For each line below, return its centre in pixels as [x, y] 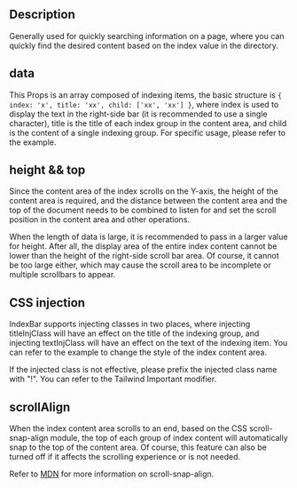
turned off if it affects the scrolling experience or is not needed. [125, 457]
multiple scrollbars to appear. [63, 275]
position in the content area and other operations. [100, 220]
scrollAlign [40, 407]
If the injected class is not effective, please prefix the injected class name [143, 370]
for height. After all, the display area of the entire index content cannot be [143, 246]
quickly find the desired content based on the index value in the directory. [144, 45]
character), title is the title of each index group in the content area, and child [148, 123]
